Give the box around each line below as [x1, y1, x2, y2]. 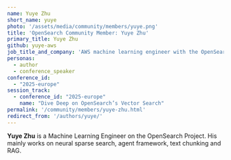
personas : [7, 55, 36, 62]
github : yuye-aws [7, 42, 57, 49]
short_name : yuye [7, 17, 57, 23]
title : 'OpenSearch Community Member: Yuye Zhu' [7, 29, 149, 37]
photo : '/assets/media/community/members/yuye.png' [7, 23, 158, 30]
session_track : [7, 87, 51, 94]
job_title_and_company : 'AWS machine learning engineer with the [7, 49, 198, 56]
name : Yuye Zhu [7, 10, 51, 17]
